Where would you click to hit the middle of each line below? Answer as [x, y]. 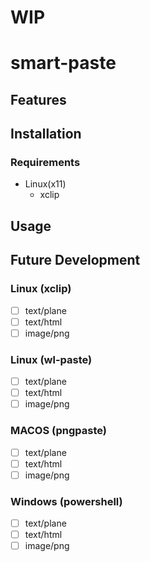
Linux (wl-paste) [51, 359]
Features [38, 99]
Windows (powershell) [66, 501]
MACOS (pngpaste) [59, 431]
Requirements [45, 163]
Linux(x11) [45, 184]
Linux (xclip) [41, 289]
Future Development [75, 260]
